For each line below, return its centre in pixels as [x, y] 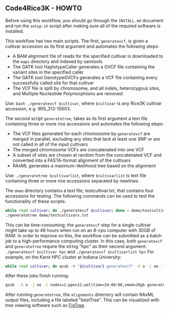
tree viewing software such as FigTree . [45, 305]
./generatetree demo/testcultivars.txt [47, 215]
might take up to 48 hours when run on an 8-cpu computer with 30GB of [80, 230]
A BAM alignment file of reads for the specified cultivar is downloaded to [88, 56]
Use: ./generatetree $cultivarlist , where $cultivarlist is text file [76, 175]
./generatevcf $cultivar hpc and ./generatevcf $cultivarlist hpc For [80, 252]
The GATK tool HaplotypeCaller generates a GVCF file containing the [83, 67]
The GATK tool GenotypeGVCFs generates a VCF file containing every [85, 77]
